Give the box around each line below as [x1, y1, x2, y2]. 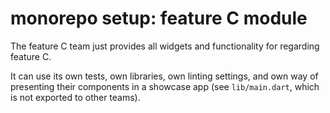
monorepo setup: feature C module [10, 7, 308, 30]
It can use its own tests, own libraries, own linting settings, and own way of [10, 70, 319, 82]
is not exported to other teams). [10, 91, 141, 103]
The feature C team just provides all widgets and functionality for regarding [10, 40, 320, 52]
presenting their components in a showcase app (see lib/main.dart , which [10, 80, 320, 92]
